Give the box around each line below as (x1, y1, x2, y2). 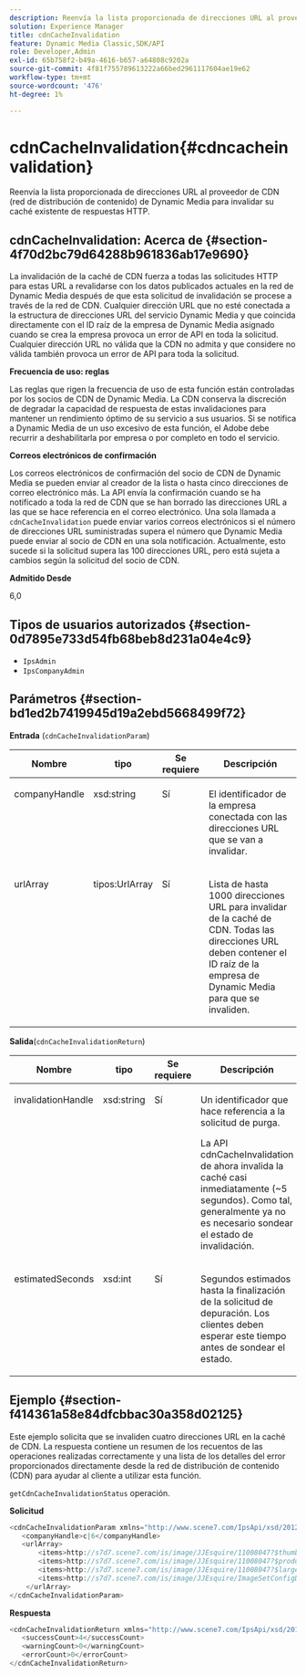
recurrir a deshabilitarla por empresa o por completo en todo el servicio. (9, 433, 280, 444)
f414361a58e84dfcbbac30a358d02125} (9, 1407, 243, 1422)
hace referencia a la (199, 1104, 285, 1117)
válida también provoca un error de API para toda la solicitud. (9, 349, 240, 360)
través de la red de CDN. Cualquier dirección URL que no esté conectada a (9, 300, 291, 311)
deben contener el (208, 946, 287, 958)
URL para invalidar (208, 900, 288, 913)
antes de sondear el (199, 1341, 285, 1354)
